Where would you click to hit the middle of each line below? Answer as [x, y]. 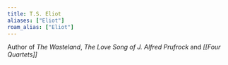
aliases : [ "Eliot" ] [36, 20]
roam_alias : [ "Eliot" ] [41, 27]
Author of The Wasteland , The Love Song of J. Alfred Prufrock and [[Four [114, 47]
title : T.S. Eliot [34, 14]
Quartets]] [22, 54]
